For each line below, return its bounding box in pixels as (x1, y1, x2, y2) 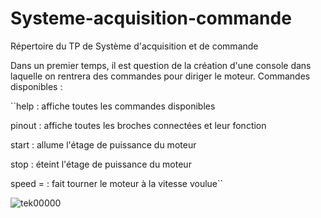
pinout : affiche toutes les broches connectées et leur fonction (10, 119, 267, 131)
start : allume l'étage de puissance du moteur (10, 138, 197, 151)
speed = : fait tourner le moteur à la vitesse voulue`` (10, 177, 224, 189)
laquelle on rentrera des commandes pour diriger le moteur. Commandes (10, 70, 311, 82)
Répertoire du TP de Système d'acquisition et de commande (10, 40, 259, 52)
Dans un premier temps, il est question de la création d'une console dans (10, 59, 312, 71)
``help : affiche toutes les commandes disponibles (10, 100, 216, 112)
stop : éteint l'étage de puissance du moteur (10, 158, 192, 170)
